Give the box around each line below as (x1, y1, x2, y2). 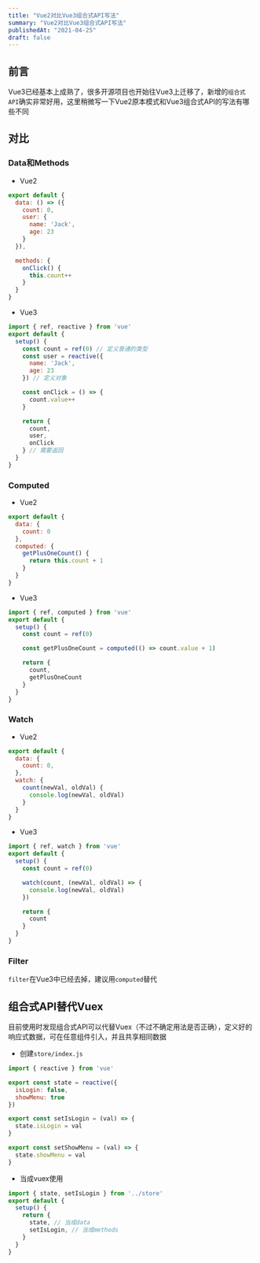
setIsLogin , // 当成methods (28, 1226, 119, 1234)
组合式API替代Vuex (8, 1000, 104, 1013)
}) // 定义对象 (22, 374, 68, 382)
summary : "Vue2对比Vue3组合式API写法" (8, 19, 127, 27)
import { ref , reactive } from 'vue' (8, 323, 132, 331)
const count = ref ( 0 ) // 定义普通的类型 (22, 344, 148, 353)
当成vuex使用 (19, 1173, 64, 1183)
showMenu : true (15, 1093, 65, 1101)
